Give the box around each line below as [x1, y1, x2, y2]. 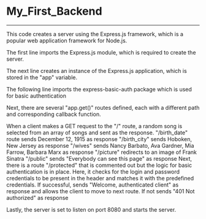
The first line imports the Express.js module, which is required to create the [6, 48, 196, 56]
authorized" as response [6, 194, 69, 201]
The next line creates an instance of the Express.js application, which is [6, 67, 187, 74]
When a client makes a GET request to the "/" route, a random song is [6, 122, 183, 129]
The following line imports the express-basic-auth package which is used [6, 85, 192, 93]
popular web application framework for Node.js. [6, 37, 128, 44]
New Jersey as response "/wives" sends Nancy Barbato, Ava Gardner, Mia [6, 142, 194, 149]
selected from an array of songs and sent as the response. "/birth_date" [6, 129, 188, 136]
